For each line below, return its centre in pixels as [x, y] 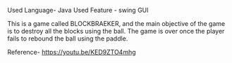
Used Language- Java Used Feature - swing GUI [78, 10]
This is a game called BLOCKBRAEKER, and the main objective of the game [116, 23]
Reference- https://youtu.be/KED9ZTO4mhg [72, 52]
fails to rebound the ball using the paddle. [68, 38]
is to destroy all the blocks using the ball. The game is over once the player [116, 31]
